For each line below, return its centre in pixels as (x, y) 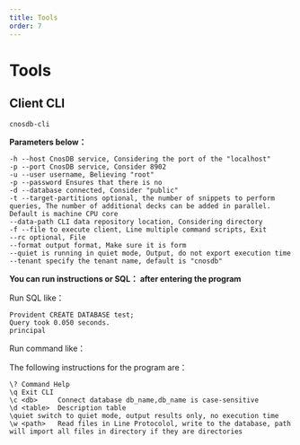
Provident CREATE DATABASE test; (72, 315)
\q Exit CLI (31, 392)
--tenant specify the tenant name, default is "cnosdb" (116, 261)
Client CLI (37, 104)
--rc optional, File (48, 237)
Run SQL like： (37, 298)
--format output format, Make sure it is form (98, 245)
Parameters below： (48, 142)
